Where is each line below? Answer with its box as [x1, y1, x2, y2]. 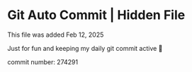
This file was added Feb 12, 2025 [7, 30, 104, 39]
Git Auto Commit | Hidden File [7, 7, 186, 23]
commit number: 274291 [7, 57, 79, 66]
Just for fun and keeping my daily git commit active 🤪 [7, 44, 163, 52]
